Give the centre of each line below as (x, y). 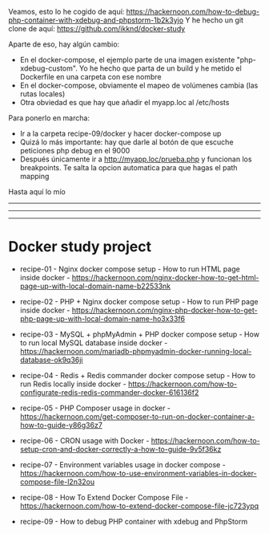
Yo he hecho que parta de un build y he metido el (160, 68)
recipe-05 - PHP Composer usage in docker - (95, 408)
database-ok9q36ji (51, 360)
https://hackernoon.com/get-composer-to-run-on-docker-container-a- (137, 416)
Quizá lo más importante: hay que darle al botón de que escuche (126, 142)
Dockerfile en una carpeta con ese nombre (90, 77)
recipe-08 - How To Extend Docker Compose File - (104, 497)
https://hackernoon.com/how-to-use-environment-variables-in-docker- (139, 473)
